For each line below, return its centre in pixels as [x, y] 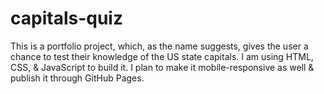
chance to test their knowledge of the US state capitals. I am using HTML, [162, 56]
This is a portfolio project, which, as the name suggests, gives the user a [159, 46]
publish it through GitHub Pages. [77, 78]
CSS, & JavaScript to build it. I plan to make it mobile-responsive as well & [162, 67]
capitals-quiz [66, 18]
